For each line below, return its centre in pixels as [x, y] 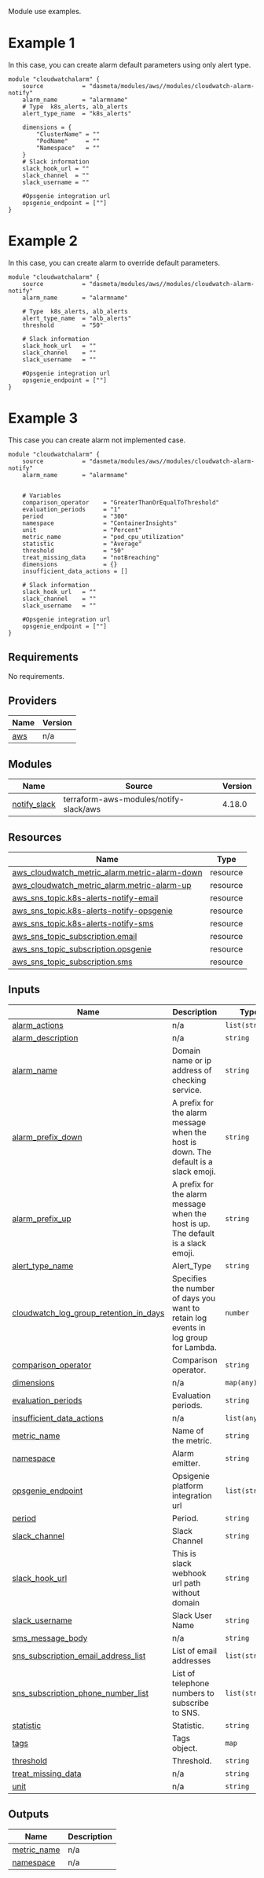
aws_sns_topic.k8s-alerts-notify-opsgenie [92, 911]
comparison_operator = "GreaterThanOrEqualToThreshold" [121, 502]
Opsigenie [191, 1476]
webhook [189, 1573]
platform [187, 1486]
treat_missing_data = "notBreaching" [91, 557]
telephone [191, 1683]
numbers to [193, 1693]
